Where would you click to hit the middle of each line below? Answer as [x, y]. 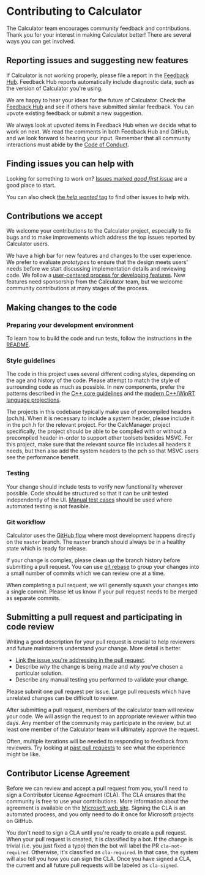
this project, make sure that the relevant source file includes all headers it [99, 445]
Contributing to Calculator [74, 11]
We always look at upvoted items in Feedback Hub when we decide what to [102, 125]
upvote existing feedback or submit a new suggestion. [75, 113]
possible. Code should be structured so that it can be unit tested [87, 493]
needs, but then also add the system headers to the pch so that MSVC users [102, 451]
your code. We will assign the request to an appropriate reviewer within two [102, 716]
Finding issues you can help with [70, 164]
